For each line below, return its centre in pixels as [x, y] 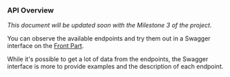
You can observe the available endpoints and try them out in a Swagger [109, 38]
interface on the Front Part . [46, 46]
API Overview [30, 10]
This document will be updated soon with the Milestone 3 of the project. [109, 25]
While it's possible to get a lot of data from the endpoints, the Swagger [108, 59]
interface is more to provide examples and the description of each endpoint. [115, 67]
